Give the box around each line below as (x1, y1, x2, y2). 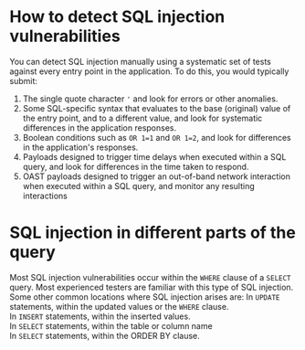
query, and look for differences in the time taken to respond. (22, 161, 249, 172)
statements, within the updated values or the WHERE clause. (9, 301, 229, 312)
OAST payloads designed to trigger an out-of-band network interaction (22, 171, 290, 182)
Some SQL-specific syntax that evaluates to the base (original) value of (22, 102, 291, 113)
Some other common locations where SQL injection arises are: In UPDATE (9, 291, 280, 302)
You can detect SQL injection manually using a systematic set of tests (9, 56, 271, 67)
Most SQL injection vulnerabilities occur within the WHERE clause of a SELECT (9, 271, 291, 282)
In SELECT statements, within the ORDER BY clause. (9, 330, 201, 341)
